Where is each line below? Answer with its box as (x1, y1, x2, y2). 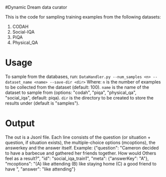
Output (5, 117, 35, 129)
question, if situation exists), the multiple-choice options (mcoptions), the (5, 139, 156, 145)
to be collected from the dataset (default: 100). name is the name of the (5, 84, 150, 90)
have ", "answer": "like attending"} (5, 166, 76, 172)
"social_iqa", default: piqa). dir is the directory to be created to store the (5, 94, 154, 100)
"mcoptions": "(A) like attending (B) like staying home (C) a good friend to (5, 160, 157, 166)
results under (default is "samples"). (5, 100, 80, 106)
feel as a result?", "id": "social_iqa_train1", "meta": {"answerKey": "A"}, (5, 155, 149, 161)
